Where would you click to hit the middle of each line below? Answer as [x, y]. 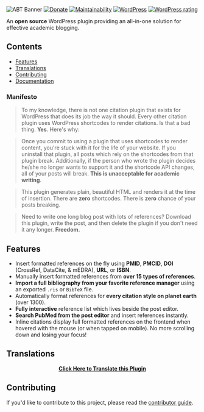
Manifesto [22, 96]
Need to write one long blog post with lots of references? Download [106, 217]
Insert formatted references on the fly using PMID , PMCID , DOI [94, 263]
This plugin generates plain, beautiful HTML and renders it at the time [108, 192]
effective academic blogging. [43, 28]
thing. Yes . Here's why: [51, 130]
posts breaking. [41, 205]
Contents [24, 47]
